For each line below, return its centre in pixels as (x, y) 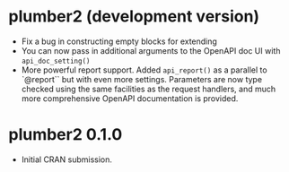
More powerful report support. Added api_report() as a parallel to (144, 70)
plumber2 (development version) (134, 17)
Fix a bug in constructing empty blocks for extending (119, 41)
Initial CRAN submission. (67, 159)
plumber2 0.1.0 (66, 135)
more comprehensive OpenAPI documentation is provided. (130, 98)
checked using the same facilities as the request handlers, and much (149, 89)
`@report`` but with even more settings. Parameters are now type (141, 79)
